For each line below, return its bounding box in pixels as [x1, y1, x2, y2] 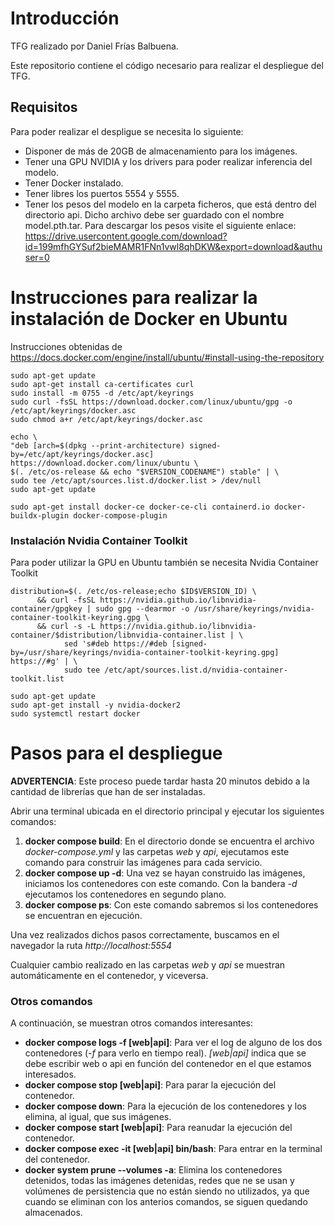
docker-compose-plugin [73, 510, 168, 521]
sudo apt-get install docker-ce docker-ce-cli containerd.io [10, 502, 271, 512]
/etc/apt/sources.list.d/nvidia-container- [104, 665, 288, 675]
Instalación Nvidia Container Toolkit [10, 533, 188, 547]
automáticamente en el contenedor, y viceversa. [10, 969, 209, 981]
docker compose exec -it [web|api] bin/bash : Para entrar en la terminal [24, 1143, 323, 1155]
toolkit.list [10, 673, 65, 684]
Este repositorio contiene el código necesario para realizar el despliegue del [10, 59, 324, 71]
